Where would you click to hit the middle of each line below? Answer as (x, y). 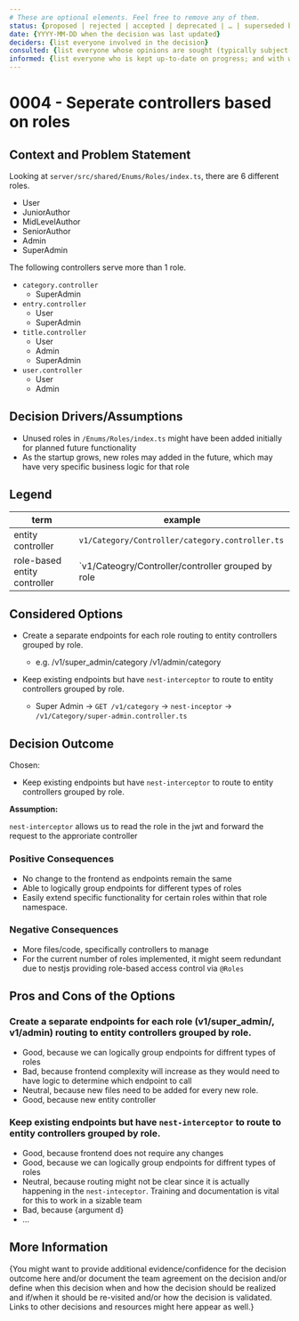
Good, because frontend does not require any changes (123, 1153)
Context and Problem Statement (100, 155)
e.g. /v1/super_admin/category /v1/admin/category (128, 662)
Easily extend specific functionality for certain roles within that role (144, 897)
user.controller (52, 371)
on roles (40, 122)
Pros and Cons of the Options (92, 996)
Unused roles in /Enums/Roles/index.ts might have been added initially (152, 438)
